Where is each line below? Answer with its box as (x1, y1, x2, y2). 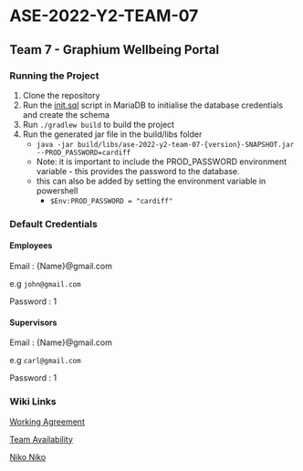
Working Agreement (9, 416, 85, 427)
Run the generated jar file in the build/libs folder (22, 129, 203, 140)
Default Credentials (9, 217, 98, 230)
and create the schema (22, 109, 110, 120)
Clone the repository (22, 89, 100, 100)
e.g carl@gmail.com (9, 355, 81, 366)
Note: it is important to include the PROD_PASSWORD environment (36, 156, 287, 167)
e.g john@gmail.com (9, 278, 81, 288)
